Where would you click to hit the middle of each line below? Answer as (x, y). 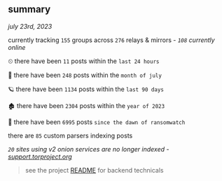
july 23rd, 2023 (30, 26)
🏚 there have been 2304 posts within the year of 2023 (86, 105)
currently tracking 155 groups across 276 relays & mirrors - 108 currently (112, 40)
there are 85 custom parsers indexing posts (70, 135)
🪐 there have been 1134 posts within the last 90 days (86, 89)
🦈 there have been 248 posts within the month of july (85, 75)
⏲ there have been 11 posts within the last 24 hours (84, 61)
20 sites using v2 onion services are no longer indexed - (89, 149)
